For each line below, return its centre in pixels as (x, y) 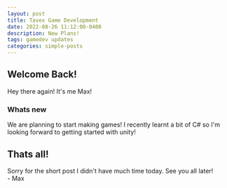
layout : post (26, 14)
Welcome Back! (42, 74)
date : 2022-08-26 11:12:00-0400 (54, 27)
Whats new (27, 109)
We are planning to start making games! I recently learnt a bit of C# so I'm (114, 125)
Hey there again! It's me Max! (50, 91)
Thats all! (28, 154)
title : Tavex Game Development (53, 20)
